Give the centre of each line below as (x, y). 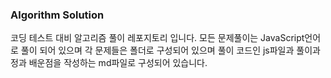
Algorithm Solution (57, 15)
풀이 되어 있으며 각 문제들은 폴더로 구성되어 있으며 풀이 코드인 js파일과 (157, 50)
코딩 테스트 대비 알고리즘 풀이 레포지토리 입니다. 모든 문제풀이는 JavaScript (157, 38)
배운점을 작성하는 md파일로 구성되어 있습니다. (118, 63)
